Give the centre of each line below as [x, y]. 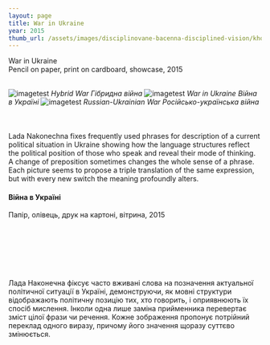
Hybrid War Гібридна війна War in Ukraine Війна [154, 94]
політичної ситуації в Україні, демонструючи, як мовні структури [120, 292]
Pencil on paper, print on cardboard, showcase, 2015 [96, 70]
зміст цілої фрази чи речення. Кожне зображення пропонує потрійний [129, 317]
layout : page [30, 16]
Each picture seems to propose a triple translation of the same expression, [131, 170]
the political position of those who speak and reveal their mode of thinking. [132, 153]
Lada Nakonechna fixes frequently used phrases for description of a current [134, 136]
